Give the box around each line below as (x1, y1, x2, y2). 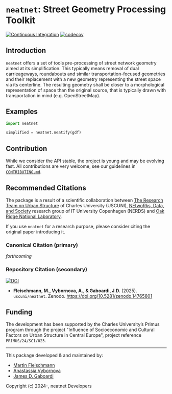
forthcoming (6, 253, 32, 259)
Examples (6, 107, 38, 116)
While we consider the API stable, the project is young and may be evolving (6, 158, 165, 164)
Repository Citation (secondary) (6, 266, 88, 273)
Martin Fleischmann (13, 362, 55, 368)
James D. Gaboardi (13, 373, 54, 379)
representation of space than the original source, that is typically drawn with (6, 87, 166, 93)
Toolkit (6, 14, 36, 26)
